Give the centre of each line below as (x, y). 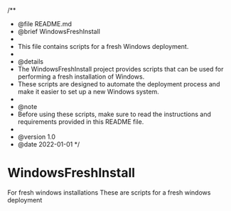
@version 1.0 (36, 137)
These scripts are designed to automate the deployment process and (119, 84)
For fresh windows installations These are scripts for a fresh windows (109, 192)
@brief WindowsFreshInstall (59, 32)
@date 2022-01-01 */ (49, 144)
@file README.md (45, 24)
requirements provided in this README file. (81, 122)
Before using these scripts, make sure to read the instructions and (114, 114)
